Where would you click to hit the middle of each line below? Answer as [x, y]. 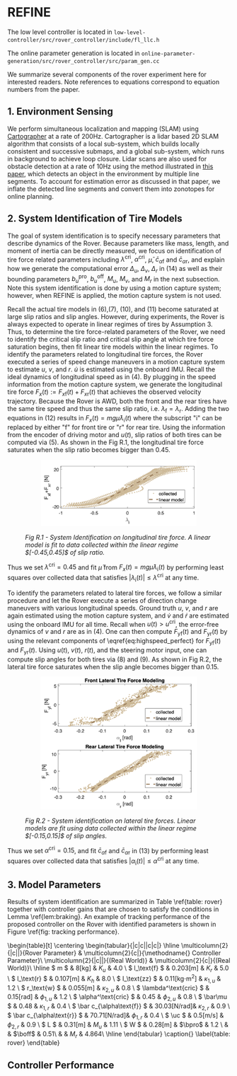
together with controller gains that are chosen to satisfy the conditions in [113, 909]
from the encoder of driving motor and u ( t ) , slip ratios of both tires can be [115, 434]
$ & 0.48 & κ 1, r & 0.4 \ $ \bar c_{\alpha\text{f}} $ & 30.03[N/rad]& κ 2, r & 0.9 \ [118, 1007]
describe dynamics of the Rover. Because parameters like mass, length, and [118, 243]
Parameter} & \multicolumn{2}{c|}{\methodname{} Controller [132, 953]
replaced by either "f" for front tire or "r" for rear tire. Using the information [116, 427]
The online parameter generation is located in [74, 53]
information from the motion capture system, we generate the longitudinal [115, 384]
